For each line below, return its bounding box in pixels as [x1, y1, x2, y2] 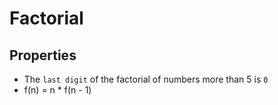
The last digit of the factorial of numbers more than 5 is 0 [23, 73, 269, 85]
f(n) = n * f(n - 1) [23, 84, 92, 96]
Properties [9, 47, 77, 64]
